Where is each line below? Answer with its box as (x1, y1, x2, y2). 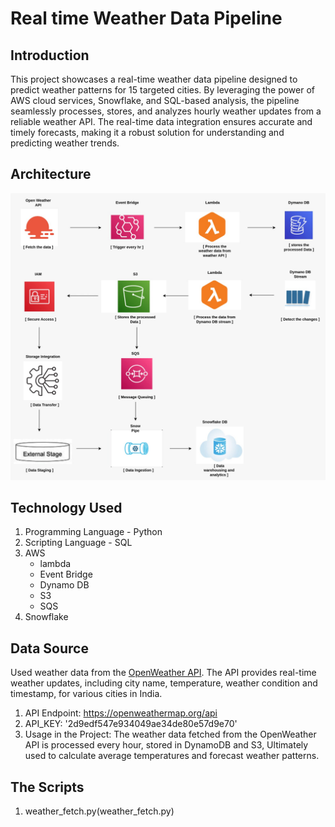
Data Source (10, 640, 89, 657)
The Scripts (10, 778, 85, 796)
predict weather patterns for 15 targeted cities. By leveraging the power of (10, 84, 316, 96)
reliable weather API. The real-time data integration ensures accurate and (10, 116, 313, 127)
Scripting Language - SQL (24, 537, 133, 549)
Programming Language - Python (24, 526, 163, 538)
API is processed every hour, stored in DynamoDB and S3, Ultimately (24, 739, 309, 751)
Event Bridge (39, 568, 93, 581)
